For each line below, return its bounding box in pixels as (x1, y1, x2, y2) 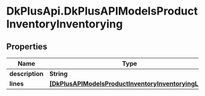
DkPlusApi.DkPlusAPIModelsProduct (6, 4, 198, 18)
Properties (6, 41, 48, 52)
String (49, 70, 68, 78)
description (9, 70, 44, 78)
